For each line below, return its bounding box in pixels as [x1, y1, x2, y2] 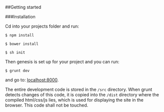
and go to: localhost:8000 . [5, 77, 59, 83]
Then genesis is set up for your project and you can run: [5, 59, 120, 65]
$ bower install [5, 41, 39, 46]
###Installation [5, 14, 36, 19]
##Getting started [5, 4, 41, 10]
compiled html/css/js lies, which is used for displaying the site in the [5, 97, 144, 103]
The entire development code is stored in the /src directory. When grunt [5, 86, 152, 92]
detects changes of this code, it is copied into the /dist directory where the [5, 92, 159, 98]
